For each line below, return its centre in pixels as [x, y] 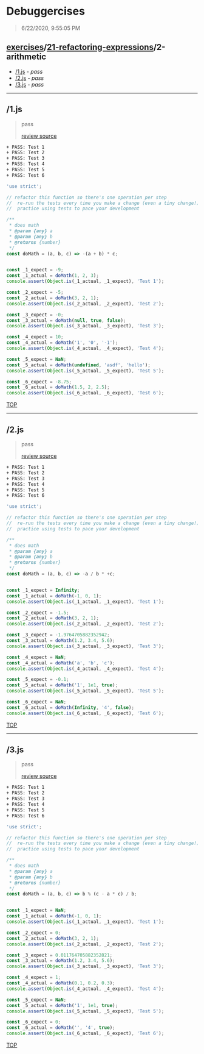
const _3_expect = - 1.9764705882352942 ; [58, 635]
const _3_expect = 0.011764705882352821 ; [59, 955]
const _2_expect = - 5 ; [35, 293]
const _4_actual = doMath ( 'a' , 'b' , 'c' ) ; [61, 663]
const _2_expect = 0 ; [34, 933]
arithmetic [26, 57]
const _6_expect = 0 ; [34, 1022]
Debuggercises [46, 11]
